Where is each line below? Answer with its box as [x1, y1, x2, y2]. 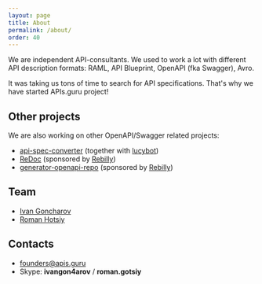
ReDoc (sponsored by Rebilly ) [19, 154, 116, 164]
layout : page [8, 11, 51, 20]
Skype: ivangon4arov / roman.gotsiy [19, 267, 142, 276]
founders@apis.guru [19, 258, 86, 267]
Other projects [8, 109, 81, 123]
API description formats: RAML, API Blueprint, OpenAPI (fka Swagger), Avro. [8, 64, 255, 73]
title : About [8, 19, 51, 27]
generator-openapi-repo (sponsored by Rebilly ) [19, 163, 173, 172]
